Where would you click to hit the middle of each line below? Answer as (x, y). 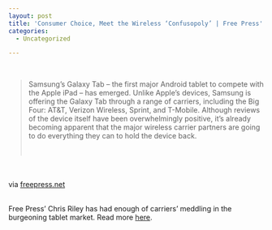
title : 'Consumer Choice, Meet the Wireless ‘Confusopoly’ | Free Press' (136, 23)
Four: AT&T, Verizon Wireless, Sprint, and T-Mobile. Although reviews (144, 110)
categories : (28, 31)
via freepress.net (37, 185)
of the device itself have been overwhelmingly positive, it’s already (140, 119)
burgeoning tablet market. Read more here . (80, 217)
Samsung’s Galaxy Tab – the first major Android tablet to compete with (146, 84)
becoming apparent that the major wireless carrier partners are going (144, 127)
